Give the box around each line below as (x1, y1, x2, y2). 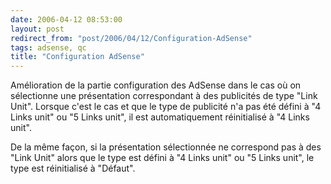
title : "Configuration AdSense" (10, 52, 145, 62)
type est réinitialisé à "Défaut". (10, 162, 136, 175)
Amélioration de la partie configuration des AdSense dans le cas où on (10, 79, 302, 91)
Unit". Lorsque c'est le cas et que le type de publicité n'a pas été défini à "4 (10, 101, 322, 113)
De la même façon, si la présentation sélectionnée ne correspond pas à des (10, 141, 322, 153)
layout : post (10, 24, 65, 34)
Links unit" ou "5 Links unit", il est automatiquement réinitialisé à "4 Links (10, 111, 310, 123)
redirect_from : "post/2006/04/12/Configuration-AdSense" (10, 33, 253, 43)
